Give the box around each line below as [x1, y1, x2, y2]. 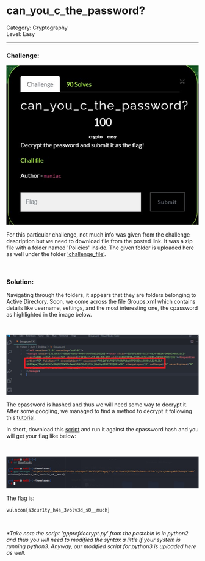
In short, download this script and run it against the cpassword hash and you [6, 425, 199, 433]
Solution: [6, 277, 34, 286]
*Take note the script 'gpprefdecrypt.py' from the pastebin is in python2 [6, 529, 189, 537]
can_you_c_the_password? [6, 4, 145, 18]
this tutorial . [6, 414, 37, 421]
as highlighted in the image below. [6, 311, 92, 318]
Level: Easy [6, 30, 35, 37]
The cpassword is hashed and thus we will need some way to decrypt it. [6, 401, 188, 408]
